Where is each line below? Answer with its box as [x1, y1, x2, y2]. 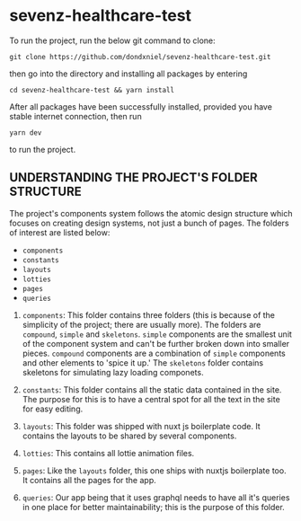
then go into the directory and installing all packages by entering [9, 68, 248, 79]
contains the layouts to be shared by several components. [22, 430, 237, 441]
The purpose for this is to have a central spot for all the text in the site [22, 393, 280, 404]
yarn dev [9, 128, 42, 137]
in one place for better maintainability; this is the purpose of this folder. [22, 501, 285, 512]
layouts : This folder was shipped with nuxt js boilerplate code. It [22, 420, 261, 431]
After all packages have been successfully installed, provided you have [9, 101, 272, 112]
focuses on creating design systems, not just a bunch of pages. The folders [9, 217, 289, 228]
